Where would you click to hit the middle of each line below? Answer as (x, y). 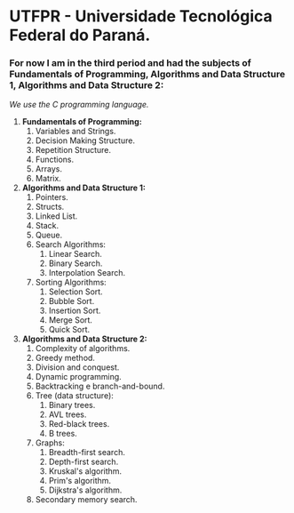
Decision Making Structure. (85, 140)
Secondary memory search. (86, 500)
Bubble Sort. (72, 301)
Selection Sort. (76, 292)
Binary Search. (75, 263)
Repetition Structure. (73, 150)
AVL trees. (68, 414)
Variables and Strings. (75, 132)
